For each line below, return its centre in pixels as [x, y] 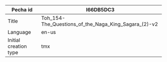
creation [17, 46]
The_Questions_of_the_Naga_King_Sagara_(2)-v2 [99, 24]
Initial [14, 40]
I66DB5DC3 [100, 10]
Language [19, 32]
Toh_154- [53, 18]
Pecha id [22, 10]
